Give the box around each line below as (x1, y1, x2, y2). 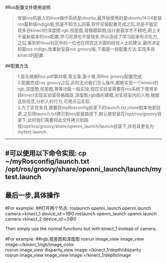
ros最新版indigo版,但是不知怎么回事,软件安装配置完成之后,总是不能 (17, 21, 154, 27)
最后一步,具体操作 (5, 191, 60, 199)
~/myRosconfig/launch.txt (5, 157, 89, 166)
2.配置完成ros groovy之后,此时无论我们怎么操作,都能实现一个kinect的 (17, 80, 159, 86)
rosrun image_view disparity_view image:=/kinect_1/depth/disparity (5, 247, 142, 253)
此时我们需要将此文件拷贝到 (27, 117, 84, 123)
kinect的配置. (17, 52, 45, 58)
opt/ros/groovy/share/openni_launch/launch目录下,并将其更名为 (23, 124, 154, 129)
